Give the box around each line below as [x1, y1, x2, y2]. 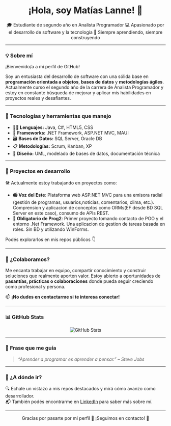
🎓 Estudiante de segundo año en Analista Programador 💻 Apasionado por [7, 21, 164, 28]
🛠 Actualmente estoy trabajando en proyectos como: [5, 179, 117, 185]
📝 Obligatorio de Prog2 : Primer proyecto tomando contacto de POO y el [12, 215, 164, 221]
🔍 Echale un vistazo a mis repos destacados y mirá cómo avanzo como [5, 386, 156, 392]
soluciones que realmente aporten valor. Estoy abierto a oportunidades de [5, 273, 161, 279]
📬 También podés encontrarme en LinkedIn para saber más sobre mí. [5, 398, 153, 405]
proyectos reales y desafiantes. [5, 95, 71, 101]
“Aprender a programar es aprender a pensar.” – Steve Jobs [17, 356, 145, 362]
